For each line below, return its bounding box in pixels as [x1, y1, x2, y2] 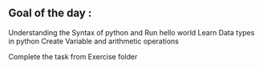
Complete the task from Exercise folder [8, 51, 138, 61]
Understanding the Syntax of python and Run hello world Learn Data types [8, 27, 255, 37]
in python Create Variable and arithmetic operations [8, 36, 179, 46]
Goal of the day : [8, 6, 92, 20]
